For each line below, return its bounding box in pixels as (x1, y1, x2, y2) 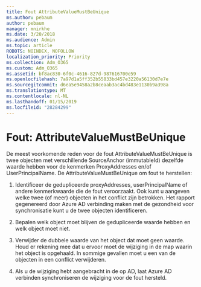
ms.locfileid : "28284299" (6, 104, 71, 111)
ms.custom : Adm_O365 (6, 65, 59, 71)
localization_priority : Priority (6, 54, 91, 60)
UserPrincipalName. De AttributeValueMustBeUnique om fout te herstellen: (6, 170, 192, 177)
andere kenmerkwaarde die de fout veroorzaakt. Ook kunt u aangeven (14, 188, 190, 195)
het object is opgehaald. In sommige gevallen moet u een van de (14, 250, 176, 257)
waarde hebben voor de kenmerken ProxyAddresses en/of (6, 163, 152, 170)
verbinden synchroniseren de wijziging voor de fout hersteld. (14, 274, 167, 282)
